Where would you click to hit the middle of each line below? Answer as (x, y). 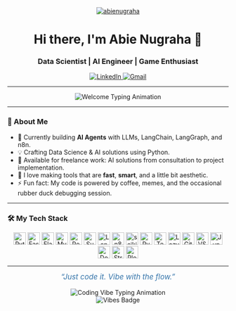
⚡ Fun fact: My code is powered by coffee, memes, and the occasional (119, 183)
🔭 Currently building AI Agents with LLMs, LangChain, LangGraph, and (120, 137)
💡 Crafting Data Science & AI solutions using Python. (93, 152)
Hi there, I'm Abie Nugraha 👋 (118, 40)
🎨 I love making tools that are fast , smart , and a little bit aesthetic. (113, 174)
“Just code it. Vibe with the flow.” (118, 277)
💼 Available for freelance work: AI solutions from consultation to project (120, 160)
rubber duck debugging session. (65, 193)
